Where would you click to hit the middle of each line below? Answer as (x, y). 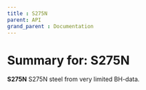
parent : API (24, 20)
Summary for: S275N (69, 60)
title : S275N (28, 13)
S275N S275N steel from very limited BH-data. (73, 79)
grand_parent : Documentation (51, 26)
